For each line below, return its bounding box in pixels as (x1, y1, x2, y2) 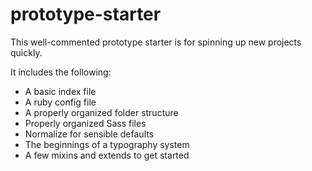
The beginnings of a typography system (24, 138, 190, 150)
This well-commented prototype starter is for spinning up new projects (10, 36, 302, 48)
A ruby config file (24, 96, 97, 108)
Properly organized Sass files (24, 117, 147, 129)
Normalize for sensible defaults (24, 128, 155, 140)
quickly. (10, 46, 43, 58)
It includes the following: (10, 66, 112, 78)
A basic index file (24, 85, 97, 97)
